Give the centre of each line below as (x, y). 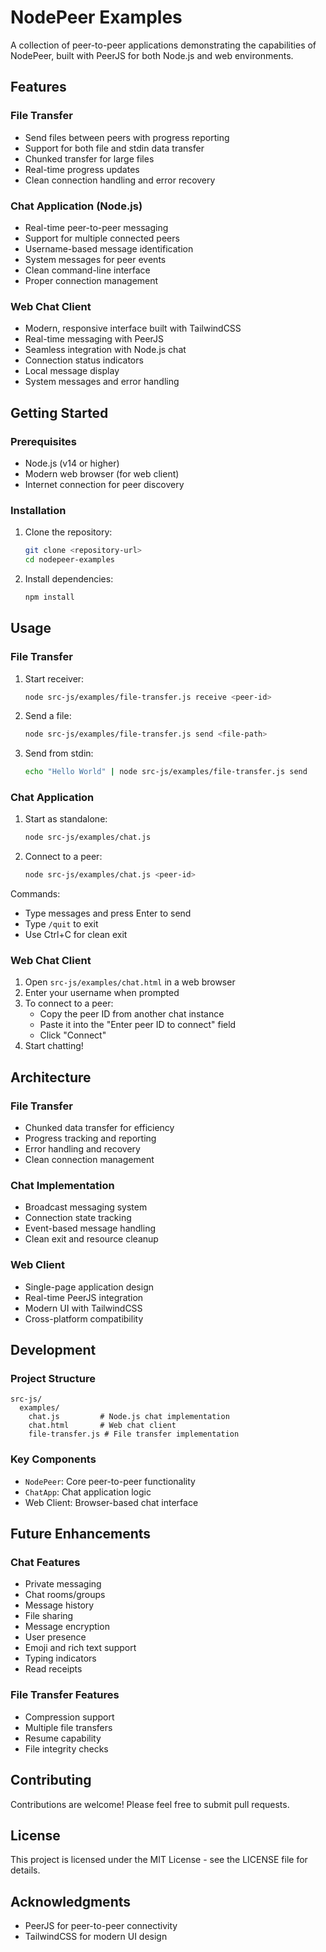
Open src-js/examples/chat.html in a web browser (130, 982)
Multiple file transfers (68, 1727)
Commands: (35, 894)
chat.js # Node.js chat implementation (129, 1417)
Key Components (53, 1459)
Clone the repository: (68, 532)
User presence (55, 1637)
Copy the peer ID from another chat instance (132, 1014)
